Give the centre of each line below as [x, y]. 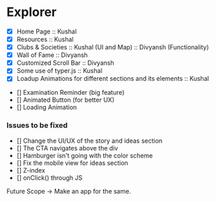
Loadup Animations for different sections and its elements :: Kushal [113, 79]
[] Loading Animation [47, 107]
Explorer [32, 12]
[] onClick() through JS [49, 178]
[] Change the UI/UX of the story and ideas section [90, 141]
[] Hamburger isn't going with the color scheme [85, 155]
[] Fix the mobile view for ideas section [72, 163]
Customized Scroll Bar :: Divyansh [65, 63]
